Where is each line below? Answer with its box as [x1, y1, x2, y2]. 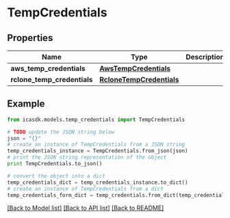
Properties [7, 32, 53, 44]
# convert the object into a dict [7, 172, 106, 179]
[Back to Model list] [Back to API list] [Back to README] [7, 204, 164, 213]
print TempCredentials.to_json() [7, 161, 103, 167]
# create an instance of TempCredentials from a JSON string [7, 141, 186, 148]
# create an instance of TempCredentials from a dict [7, 185, 164, 192]
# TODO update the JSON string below [7, 128, 115, 135]
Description [186, 53, 225, 62]
